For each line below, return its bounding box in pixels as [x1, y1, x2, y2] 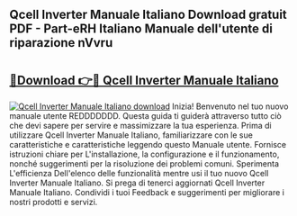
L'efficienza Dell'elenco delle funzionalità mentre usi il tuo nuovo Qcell [9, 168, 269, 178]
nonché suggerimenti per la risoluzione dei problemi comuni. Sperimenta [9, 158, 280, 169]
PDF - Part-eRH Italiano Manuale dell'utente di [9, 22, 273, 37]
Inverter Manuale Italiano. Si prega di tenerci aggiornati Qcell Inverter [9, 177, 265, 188]
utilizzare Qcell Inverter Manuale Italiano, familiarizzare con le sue [9, 130, 254, 140]
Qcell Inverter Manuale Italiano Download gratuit [9, 7, 288, 22]
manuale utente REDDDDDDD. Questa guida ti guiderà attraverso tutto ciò [9, 111, 282, 121]
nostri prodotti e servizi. [9, 197, 98, 207]
